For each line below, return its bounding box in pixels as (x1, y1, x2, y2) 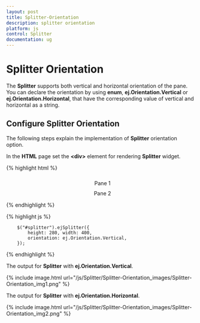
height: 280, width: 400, (28, 230, 93, 236)
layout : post (6, 8, 39, 15)
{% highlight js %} (6, 213, 51, 220)
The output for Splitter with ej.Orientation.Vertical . (6, 262, 134, 270)
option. (6, 141, 24, 148)
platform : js (6, 25, 39, 32)
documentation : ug (6, 37, 52, 43)
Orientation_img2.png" (6, 310, 62, 317)
